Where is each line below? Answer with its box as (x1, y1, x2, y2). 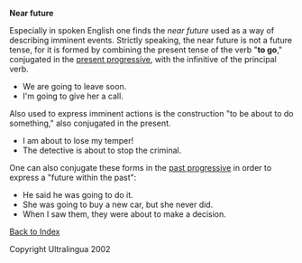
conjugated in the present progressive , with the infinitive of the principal (9, 54, 277, 64)
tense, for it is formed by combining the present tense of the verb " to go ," (9, 44, 283, 55)
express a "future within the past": (9, 172, 137, 183)
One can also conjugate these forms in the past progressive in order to (9, 163, 272, 173)
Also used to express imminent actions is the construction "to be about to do (9, 108, 294, 118)
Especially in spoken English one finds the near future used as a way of (9, 25, 275, 35)
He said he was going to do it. (22, 190, 133, 200)
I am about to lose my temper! (22, 136, 133, 146)
